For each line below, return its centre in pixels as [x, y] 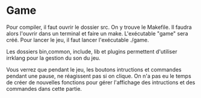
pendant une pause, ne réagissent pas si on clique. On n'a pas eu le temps [99, 76]
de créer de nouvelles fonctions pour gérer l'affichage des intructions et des [101, 82]
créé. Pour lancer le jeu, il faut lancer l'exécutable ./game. [78, 40]
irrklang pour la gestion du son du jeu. [53, 58]
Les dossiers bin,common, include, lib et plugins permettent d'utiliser [92, 51]
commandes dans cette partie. [44, 88]
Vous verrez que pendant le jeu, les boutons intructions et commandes [94, 69]
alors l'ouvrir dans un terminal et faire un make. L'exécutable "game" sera [97, 33]
